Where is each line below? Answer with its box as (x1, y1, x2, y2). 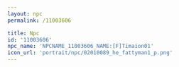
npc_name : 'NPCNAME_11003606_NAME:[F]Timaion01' (7, 43, 154, 50)
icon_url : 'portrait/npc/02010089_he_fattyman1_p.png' (7, 49, 173, 56)
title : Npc (7, 30, 40, 37)
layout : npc (7, 10, 43, 18)
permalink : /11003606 (7, 17, 72, 24)
